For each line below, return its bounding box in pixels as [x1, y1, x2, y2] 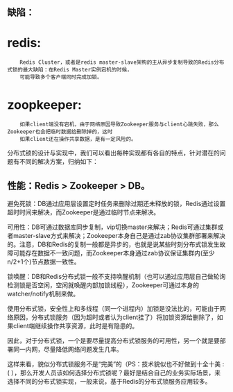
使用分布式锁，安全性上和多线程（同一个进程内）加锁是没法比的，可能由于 [7, 305, 220, 313]
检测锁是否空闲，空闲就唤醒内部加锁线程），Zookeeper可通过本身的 [7, 281, 200, 289]
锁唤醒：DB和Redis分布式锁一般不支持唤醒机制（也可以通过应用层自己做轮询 [7, 273, 226, 281]
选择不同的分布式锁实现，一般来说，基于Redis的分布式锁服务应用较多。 [7, 377, 212, 386]
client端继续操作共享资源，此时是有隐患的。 [12, 322, 139, 330]
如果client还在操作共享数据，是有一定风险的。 [19, 136, 137, 143]
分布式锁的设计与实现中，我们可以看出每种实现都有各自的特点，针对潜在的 [7, 148, 220, 157]
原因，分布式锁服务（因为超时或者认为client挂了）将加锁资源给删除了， [12, 313, 217, 321]
